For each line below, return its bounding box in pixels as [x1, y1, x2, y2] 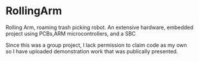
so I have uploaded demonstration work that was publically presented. [5, 47, 178, 54]
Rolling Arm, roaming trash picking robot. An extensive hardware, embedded [5, 24, 194, 31]
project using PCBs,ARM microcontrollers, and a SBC [5, 30, 136, 37]
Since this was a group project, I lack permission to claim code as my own [5, 41, 187, 49]
